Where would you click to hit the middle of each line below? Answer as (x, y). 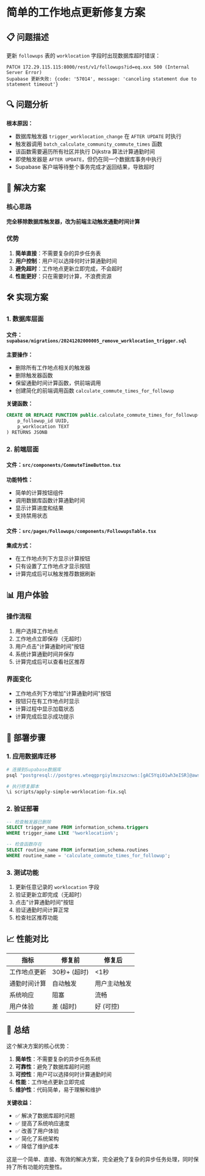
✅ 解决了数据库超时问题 (45, 1115)
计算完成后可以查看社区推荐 (50, 661)
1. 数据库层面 (25, 319)
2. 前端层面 (23, 449)
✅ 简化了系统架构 (37, 1138)
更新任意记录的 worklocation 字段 (57, 887)
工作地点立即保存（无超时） (50, 638)
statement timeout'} (33, 84)
